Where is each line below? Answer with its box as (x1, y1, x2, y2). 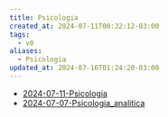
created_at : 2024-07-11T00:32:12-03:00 (9, 22, 160, 31)
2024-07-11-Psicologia (22, 87, 108, 99)
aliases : (9, 47, 42, 56)
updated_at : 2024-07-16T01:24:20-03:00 (9, 64, 160, 73)
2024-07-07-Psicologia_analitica (22, 97, 145, 108)
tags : (9, 30, 30, 39)
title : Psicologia (9, 13, 79, 22)
